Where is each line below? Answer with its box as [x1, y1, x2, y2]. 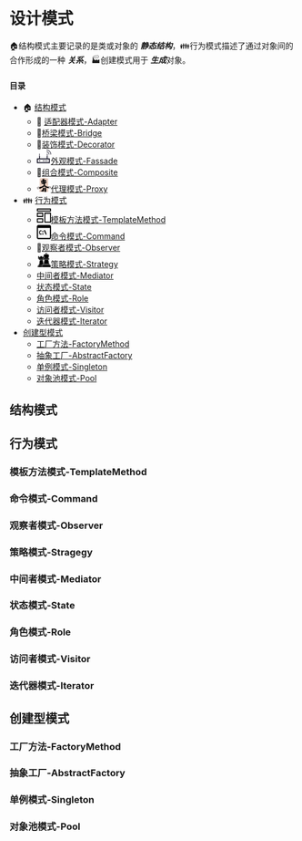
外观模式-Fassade [50, 156, 118, 167]
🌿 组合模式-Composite [35, 167, 118, 178]
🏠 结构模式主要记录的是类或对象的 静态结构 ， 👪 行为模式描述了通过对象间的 [9, 40, 294, 51]
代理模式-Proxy [50, 183, 108, 194]
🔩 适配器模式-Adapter [35, 116, 118, 128]
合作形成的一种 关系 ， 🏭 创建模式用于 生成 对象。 [9, 54, 191, 65]
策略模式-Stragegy [9, 545, 93, 558]
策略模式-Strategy [50, 259, 118, 270]
